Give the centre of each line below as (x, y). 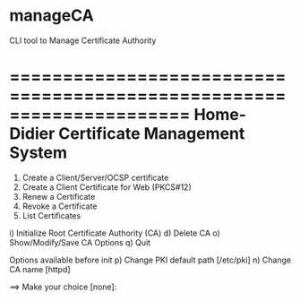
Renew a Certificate (59, 196)
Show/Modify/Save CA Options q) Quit (80, 242)
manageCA (51, 16)
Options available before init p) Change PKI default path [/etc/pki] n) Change (150, 260)
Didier (32, 134)
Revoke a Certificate (60, 206)
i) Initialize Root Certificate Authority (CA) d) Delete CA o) (115, 233)
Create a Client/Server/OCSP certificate (95, 177)
